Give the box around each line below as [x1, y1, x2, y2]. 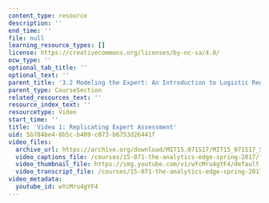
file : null [8, 34, 45, 42]
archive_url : [15, 145, 59, 153]
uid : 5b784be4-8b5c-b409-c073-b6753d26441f [8, 130, 156, 138]
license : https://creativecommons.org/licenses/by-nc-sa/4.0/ [8, 49, 220, 57]
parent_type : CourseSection [8, 86, 102, 94]
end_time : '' [8, 26, 52, 34]
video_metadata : [8, 175, 62, 184]
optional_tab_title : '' [8, 64, 88, 72]
